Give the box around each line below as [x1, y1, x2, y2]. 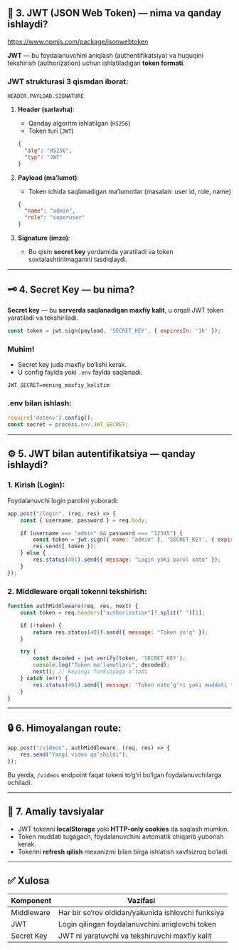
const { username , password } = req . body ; [20, 517, 148, 524]
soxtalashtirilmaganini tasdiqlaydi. [28, 255, 128, 264]
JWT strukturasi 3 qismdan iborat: [7, 76, 129, 86]
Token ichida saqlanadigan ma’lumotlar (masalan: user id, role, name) [28, 187, 232, 196]
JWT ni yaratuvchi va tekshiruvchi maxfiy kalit [58, 931, 212, 941]
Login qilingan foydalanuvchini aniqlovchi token [58, 919, 217, 929]
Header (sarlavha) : [17, 105, 75, 114]
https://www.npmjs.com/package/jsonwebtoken [7, 37, 149, 46]
